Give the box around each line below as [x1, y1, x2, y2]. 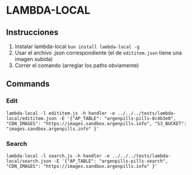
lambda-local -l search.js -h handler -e [6, 152, 110, 159]
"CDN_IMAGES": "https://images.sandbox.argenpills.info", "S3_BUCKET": [6, 120, 187, 126]
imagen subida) [14, 56, 53, 62]
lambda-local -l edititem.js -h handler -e [6, 110, 116, 116]
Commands [6, 79, 50, 89]
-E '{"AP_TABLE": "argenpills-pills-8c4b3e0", [59, 115, 177, 122]
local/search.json [6, 158, 52, 164]
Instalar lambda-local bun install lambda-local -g [14, 43, 140, 50]
